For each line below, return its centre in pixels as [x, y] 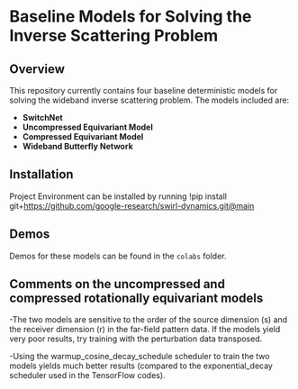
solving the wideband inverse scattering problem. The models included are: [149, 100]
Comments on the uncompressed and [117, 284]
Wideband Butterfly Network [77, 146]
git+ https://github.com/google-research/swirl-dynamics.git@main [132, 205]
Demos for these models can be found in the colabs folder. [118, 256]
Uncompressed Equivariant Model [87, 127]
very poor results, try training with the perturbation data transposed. [136, 339]
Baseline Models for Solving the [131, 17]
